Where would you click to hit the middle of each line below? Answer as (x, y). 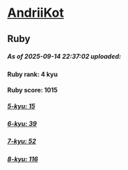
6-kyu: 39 (22, 124)
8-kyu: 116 (23, 159)
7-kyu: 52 (22, 141)
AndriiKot (36, 13)
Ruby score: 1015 (33, 90)
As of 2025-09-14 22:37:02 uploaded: (64, 57)
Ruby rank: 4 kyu (33, 74)
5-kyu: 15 (21, 106)
